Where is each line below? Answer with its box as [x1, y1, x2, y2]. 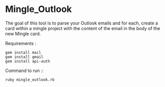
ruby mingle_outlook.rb [5, 77, 55, 82]
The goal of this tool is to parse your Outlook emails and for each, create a [5, 20, 158, 26]
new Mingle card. [5, 30, 41, 36]
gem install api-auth [5, 58, 50, 63]
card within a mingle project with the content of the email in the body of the [5, 25, 160, 31]
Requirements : [5, 40, 36, 46]
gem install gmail [5, 54, 43, 59]
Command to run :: [5, 67, 44, 73]
